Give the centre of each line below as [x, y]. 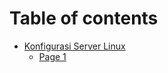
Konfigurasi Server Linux [74, 46]
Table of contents [84, 18]
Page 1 [52, 56]
